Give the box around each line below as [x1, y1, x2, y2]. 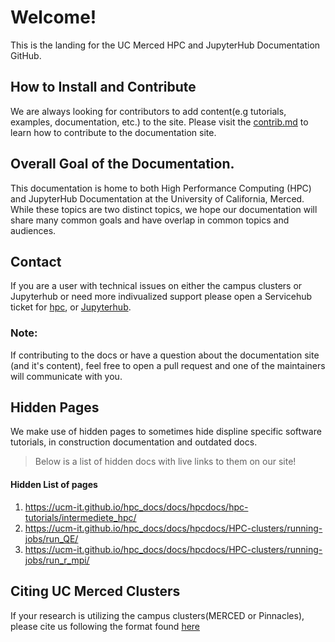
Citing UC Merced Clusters [10, 583, 181, 600]
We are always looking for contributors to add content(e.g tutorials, [10, 105, 287, 117]
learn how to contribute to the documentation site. [10, 126, 217, 138]
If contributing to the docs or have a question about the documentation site [10, 349, 320, 361]
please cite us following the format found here [10, 620, 201, 632]
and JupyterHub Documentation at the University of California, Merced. [10, 192, 305, 205]
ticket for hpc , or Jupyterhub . [10, 301, 132, 313]
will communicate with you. [10, 370, 123, 382]
